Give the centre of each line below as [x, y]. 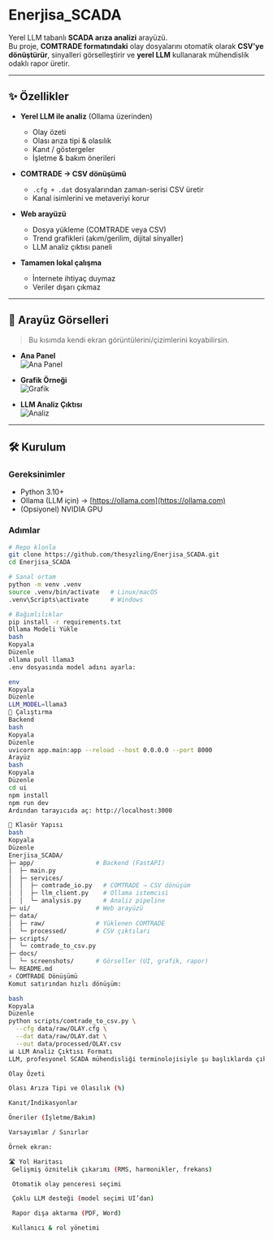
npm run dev [28, 803]
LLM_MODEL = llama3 [38, 705]
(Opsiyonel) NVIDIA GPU [61, 509]
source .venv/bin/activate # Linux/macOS [83, 592]
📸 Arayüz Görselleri [58, 320]
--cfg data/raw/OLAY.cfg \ [61, 1029]
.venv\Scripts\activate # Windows [76, 599]
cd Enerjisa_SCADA [39, 563]
